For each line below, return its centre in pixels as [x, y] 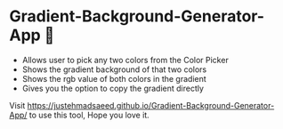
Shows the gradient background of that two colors [114, 69]
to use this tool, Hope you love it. [89, 115]
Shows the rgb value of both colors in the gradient [114, 78]
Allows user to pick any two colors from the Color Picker [125, 60]
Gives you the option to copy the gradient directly [113, 88]
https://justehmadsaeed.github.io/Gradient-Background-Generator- [151, 105]
